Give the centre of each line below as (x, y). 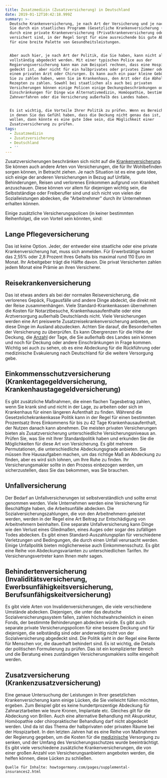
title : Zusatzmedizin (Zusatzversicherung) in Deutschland (68, 10)
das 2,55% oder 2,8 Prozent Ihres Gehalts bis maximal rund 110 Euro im (78, 257)
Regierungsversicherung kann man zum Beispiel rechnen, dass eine (80, 65)
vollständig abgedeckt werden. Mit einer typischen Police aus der (81, 60)
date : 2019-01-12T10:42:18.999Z (39, 14)
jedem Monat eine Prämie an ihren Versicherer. (53, 267)
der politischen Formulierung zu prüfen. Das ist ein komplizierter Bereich (79, 649)
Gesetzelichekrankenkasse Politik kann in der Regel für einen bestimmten (80, 417)
